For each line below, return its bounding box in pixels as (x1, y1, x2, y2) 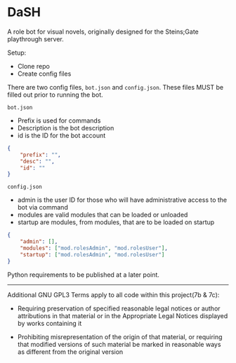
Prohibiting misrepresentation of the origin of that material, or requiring (17, 332, 223, 341)
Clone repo (17, 62, 51, 70)
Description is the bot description (17, 123, 114, 132)
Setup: (7, 48, 27, 57)
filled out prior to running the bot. (7, 90, 103, 99)
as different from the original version (17, 348, 124, 356)
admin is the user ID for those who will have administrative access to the (17, 196, 228, 204)
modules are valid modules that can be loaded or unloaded (17, 211, 188, 219)
